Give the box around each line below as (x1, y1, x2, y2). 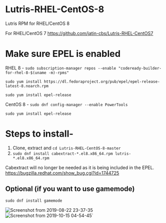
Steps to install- (5, 128, 74, 140)
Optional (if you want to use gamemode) (5, 184, 135, 194)
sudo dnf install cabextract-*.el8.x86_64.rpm (12, 151, 113, 156)
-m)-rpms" (48, 70, 70, 75)
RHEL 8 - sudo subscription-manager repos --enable (5, 65, 117, 71)
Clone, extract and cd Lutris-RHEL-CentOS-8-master (12, 145, 121, 151)
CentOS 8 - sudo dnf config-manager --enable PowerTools (5, 101, 128, 107)
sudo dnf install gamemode (5, 198, 62, 203)
